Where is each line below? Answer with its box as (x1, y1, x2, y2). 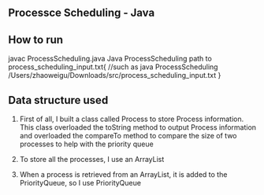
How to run (8, 33, 64, 46)
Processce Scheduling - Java (8, 6, 155, 20)
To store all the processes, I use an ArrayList (19, 155, 165, 164)
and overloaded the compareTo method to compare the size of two (19, 131, 237, 141)
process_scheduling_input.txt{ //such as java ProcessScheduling (8, 62, 218, 72)
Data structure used (8, 94, 109, 107)
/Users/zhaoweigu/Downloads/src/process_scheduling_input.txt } (8, 71, 221, 80)
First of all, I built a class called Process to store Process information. (19, 114, 244, 124)
